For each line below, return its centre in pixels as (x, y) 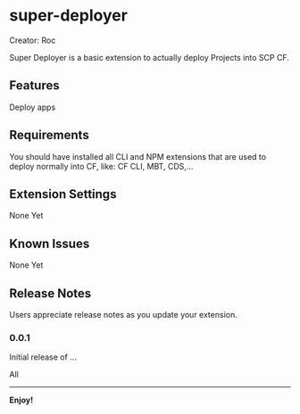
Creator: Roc (33, 40)
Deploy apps (33, 107)
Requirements (49, 135)
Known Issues (50, 243)
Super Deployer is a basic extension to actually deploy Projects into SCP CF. (150, 57)
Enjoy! (21, 400)
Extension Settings (63, 194)
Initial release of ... (43, 357)
